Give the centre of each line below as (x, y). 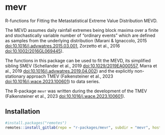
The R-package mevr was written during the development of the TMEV (76, 91)
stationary (15, 76)
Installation (23, 112)
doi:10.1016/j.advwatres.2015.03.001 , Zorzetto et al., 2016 (63, 46)
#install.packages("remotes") (36, 123)
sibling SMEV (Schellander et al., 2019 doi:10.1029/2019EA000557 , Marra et (81, 66)
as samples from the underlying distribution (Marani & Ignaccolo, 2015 (76, 40)
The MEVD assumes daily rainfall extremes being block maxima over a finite (82, 30)
